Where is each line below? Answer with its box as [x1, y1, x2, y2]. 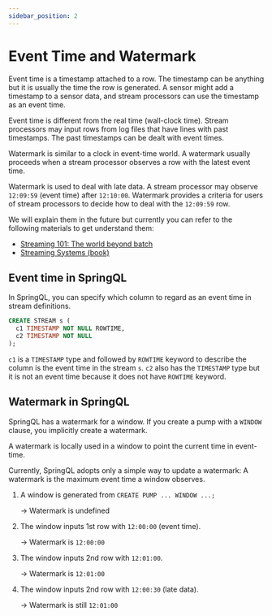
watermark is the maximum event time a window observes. [8, 474, 205, 484]
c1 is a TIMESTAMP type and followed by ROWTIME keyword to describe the [8, 354, 248, 364]
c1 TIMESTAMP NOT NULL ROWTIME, [15, 324, 126, 333]
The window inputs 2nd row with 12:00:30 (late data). [19, 584, 199, 594]
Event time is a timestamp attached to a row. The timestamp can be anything [8, 74, 265, 84]
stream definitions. [8, 301, 71, 311]
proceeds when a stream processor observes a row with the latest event [8, 157, 251, 167]
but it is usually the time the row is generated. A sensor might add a [8, 82, 234, 92]
